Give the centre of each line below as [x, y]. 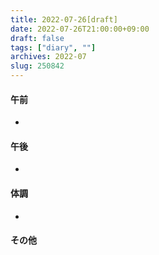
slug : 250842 [37, 66]
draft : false [37, 38]
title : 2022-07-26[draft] [64, 19]
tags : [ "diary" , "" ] [53, 47]
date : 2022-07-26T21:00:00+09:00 [80, 29]
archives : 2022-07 [48, 57]
